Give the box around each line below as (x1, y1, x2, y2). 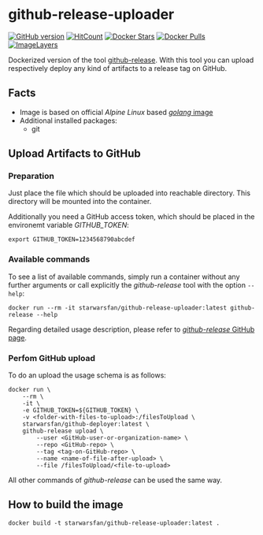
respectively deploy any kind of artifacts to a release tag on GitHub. (8, 63, 228, 72)
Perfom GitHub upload (8, 352, 96, 363)
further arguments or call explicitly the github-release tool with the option (8, 280, 246, 289)
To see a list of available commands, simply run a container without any (8, 272, 240, 281)
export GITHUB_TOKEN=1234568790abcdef (8, 236, 135, 243)
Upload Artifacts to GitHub (8, 147, 142, 161)
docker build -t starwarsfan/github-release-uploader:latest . (8, 518, 220, 527)
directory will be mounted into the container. (8, 197, 152, 206)
